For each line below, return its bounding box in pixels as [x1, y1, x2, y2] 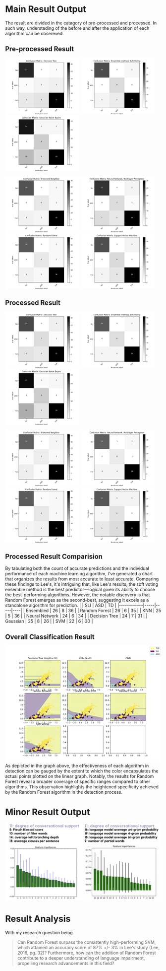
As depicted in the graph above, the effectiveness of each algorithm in [5, 763, 149, 769]
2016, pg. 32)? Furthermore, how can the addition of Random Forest [17, 950, 156, 956]
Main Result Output [5, 3, 87, 15]
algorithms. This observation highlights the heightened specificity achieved [5, 784, 159, 790]
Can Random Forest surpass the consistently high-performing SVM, [17, 939, 156, 945]
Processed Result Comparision [5, 552, 103, 560]
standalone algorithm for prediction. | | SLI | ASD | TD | [5, 602, 116, 609]
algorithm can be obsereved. [5, 30, 64, 36]
